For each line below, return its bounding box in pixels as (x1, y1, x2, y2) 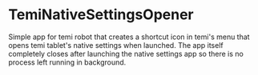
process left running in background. (8, 57, 127, 67)
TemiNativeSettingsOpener (8, 6, 194, 24)
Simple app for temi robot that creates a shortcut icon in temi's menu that (8, 32, 250, 41)
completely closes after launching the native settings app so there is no (8, 49, 244, 58)
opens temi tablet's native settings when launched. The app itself (8, 40, 224, 49)
